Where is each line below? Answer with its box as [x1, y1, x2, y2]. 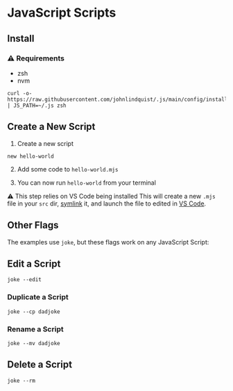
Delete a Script [7, 359, 73, 371]
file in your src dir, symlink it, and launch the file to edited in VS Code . [7, 199, 207, 208]
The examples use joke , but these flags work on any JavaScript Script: [7, 238, 209, 246]
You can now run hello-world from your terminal [17, 178, 156, 187]
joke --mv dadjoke [7, 340, 60, 347]
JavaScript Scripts [7, 5, 116, 21]
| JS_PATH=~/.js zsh [7, 102, 67, 109]
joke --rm [7, 377, 36, 384]
